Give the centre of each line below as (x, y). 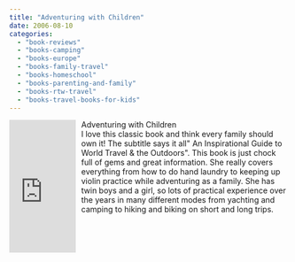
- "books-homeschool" (57, 75)
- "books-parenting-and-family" (77, 83)
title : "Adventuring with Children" (77, 17)
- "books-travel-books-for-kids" (79, 100)
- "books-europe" (49, 58)
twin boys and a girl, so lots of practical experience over (183, 190)
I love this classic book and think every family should (177, 135)
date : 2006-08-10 (41, 26)
